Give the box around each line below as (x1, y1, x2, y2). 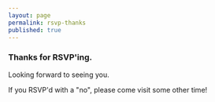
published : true (8, 26, 61, 34)
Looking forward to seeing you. (8, 70, 109, 79)
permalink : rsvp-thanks (8, 19, 87, 27)
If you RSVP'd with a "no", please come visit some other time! (8, 85, 208, 94)
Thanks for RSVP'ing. (8, 52, 93, 63)
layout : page (8, 11, 51, 20)
